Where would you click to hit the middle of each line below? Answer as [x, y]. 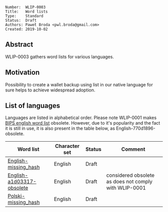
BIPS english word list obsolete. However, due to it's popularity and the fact [83, 123]
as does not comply [129, 182]
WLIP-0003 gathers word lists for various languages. [59, 57]
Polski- [16, 196]
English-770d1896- [136, 129]
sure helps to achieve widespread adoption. [50, 90]
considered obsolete [130, 175]
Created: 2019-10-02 [27, 29]
